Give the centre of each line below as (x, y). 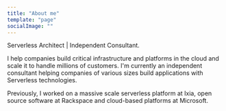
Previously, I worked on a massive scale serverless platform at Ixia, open (110, 93)
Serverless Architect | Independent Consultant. (74, 46)
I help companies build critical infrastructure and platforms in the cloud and (113, 59)
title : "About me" (33, 13)
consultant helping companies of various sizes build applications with (105, 73)
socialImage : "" (30, 26)
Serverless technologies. (42, 80)
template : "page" (32, 20)
